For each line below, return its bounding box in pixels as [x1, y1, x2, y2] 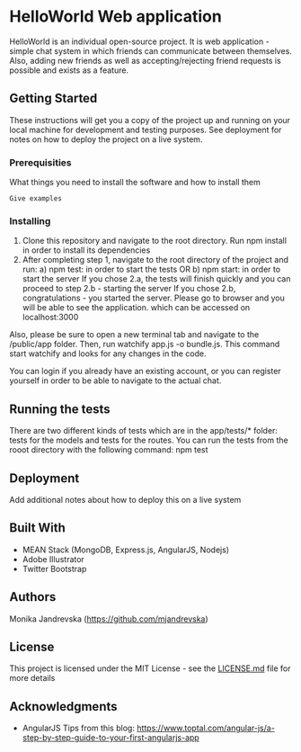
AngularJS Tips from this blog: [22, 722, 135, 734]
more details [9, 673, 56, 684]
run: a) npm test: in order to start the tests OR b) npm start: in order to [22, 264, 281, 275]
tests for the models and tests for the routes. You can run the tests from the [9, 434, 289, 446]
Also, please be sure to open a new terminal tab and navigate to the [9, 329, 260, 340]
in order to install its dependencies [22, 245, 151, 255]
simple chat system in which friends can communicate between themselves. [9, 45, 292, 56]
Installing [9, 214, 51, 227]
